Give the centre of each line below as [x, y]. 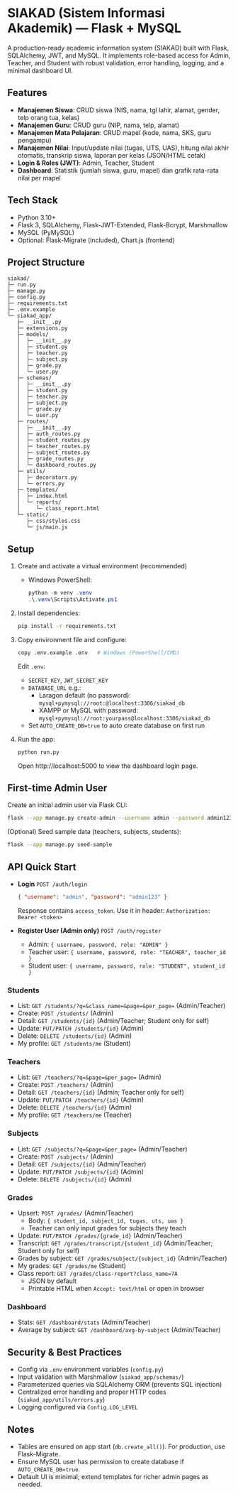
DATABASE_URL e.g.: [55, 688]
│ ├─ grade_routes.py [50, 459]
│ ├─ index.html [42, 496]
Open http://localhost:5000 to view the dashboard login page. [108, 766]
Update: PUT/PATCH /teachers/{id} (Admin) [80, 1100]
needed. [30, 1484]
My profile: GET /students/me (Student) [74, 1044]
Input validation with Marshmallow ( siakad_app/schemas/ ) [101, 1377]
